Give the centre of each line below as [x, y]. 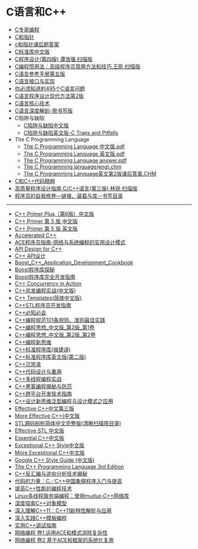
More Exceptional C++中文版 [50, 452]
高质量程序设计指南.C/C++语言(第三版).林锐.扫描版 [76, 188]
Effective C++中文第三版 [44, 408]
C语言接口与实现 [35, 81]
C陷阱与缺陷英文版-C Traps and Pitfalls [71, 133]
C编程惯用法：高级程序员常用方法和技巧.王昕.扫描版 [77, 66]
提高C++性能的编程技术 [43, 488]
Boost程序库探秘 [34, 269]
